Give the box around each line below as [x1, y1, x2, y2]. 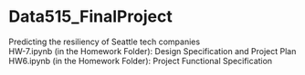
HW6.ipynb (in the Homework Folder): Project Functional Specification [8, 55, 273, 66]
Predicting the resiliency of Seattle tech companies [8, 36, 201, 47]
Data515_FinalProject [8, 6, 173, 27]
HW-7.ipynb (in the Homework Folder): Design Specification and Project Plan [8, 45, 297, 56]
